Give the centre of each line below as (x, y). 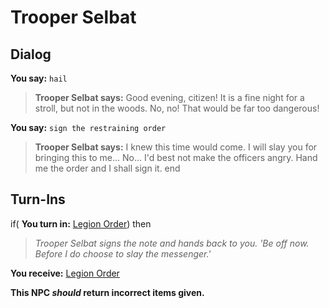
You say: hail (39, 78)
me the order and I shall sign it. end (107, 168)
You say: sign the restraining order (88, 127)
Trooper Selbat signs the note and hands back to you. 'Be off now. (172, 243)
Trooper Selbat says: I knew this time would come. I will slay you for (176, 147)
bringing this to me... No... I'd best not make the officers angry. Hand (176, 157)
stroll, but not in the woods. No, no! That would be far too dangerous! (177, 108)
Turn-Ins (38, 199)
